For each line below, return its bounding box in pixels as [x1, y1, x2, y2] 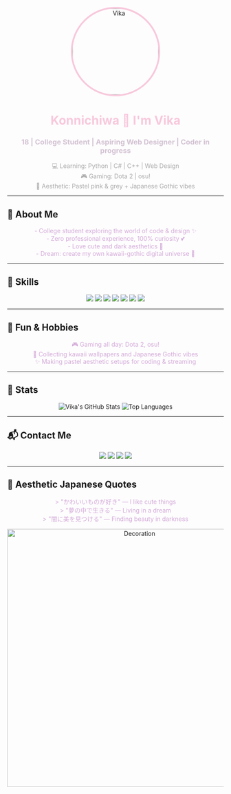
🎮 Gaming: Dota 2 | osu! [80, 172, 151, 180]
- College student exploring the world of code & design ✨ [34, 227, 197, 235]
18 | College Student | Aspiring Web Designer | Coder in [21, 138, 210, 147]
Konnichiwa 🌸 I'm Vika [50, 113, 181, 129]
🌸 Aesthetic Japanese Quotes [7, 478, 137, 490]
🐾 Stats [7, 384, 38, 396]
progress [100, 146, 131, 155]
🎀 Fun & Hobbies [7, 321, 79, 333]
